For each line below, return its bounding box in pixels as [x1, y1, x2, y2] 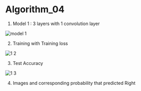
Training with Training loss [12, 40, 68, 47]
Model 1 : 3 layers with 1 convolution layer [12, 20, 100, 27]
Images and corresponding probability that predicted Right [12, 80, 136, 86]
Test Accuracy [12, 60, 43, 66]
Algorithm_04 [5, 4, 65, 15]
